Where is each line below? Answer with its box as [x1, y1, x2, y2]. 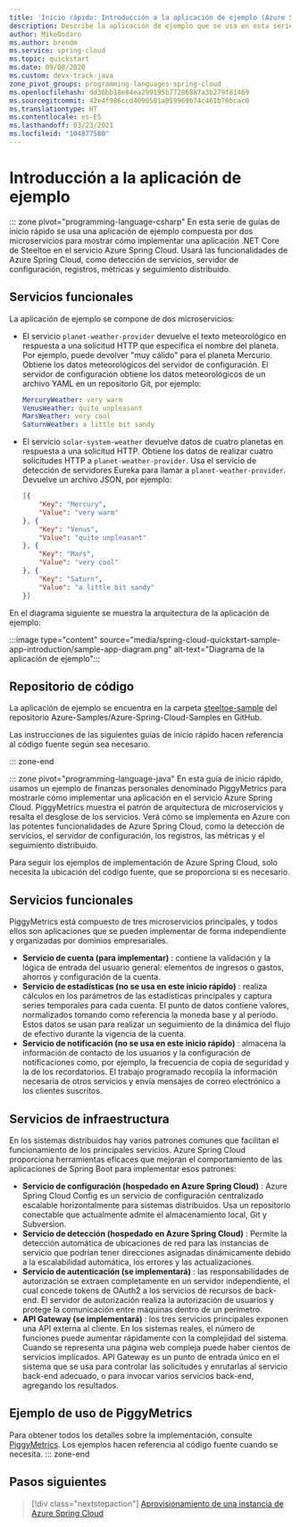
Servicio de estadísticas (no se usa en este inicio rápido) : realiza [21, 981, 268, 992]
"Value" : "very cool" [38, 558, 119, 567]
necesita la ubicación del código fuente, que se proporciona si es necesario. [9, 867, 290, 878]
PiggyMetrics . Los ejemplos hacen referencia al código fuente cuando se [9, 1439, 279, 1449]
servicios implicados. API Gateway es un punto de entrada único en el [21, 1351, 279, 1362]
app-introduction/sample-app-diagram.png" [9, 644, 172, 655]
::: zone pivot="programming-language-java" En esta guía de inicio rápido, [9, 773, 284, 784]
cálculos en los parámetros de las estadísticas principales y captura [21, 990, 272, 1001]
